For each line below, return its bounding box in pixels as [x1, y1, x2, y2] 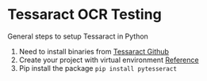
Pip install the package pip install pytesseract [18, 63, 178, 72]
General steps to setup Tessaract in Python [7, 31, 148, 41]
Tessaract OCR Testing [7, 6, 162, 24]
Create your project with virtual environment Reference [18, 55, 199, 64]
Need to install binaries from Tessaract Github [18, 46, 170, 56]
